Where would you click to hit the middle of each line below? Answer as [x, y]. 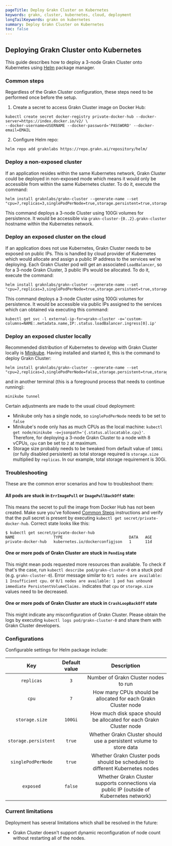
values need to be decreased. [37, 591]
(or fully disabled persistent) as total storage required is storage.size [85, 454]
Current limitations [29, 811]
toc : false [17, 29]
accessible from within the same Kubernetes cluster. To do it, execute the [83, 184]
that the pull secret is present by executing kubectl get [63, 518]
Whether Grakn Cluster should [126, 734]
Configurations [25, 639]
